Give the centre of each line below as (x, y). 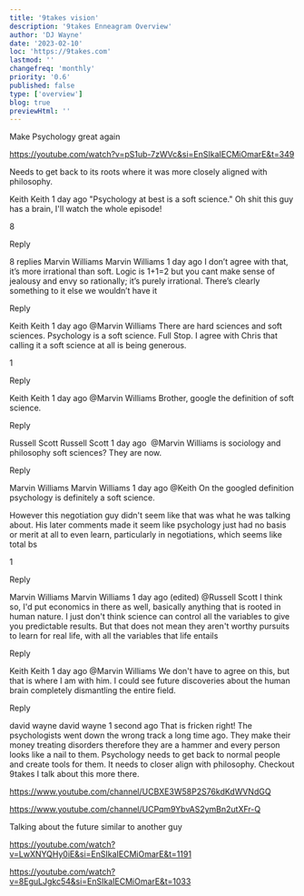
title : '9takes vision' (54, 18)
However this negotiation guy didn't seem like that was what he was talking (150, 516)
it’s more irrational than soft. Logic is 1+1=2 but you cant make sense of (142, 272)
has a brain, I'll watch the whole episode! (86, 209)
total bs (24, 544)
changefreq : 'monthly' (52, 69)
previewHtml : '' (40, 111)
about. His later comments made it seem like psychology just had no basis (148, 525)
